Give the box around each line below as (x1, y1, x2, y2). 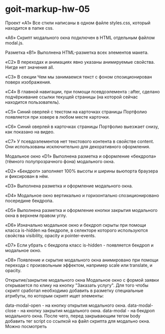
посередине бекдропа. (5, 198, 54, 204)
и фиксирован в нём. (5, 173, 49, 179)
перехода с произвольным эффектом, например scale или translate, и (5, 262, 153, 268)
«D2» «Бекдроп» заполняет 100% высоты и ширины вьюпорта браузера (5, 168, 158, 174)
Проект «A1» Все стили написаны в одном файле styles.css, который (5, 20, 151, 26)
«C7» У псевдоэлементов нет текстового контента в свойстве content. (5, 138, 155, 144)
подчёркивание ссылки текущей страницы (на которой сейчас (5, 94, 138, 100)
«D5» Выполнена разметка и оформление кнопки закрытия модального (5, 207, 158, 213)
